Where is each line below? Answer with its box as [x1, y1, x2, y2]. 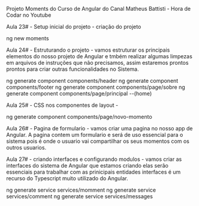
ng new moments [6, 35, 49, 41]
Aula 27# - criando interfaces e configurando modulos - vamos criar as [6, 156, 182, 163]
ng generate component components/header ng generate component [6, 77, 179, 84]
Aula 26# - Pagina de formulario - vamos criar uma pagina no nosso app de [6, 125, 193, 132]
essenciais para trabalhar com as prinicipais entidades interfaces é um [6, 168, 181, 175]
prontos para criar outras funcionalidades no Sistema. [6, 65, 139, 73]
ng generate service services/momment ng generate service [6, 186, 156, 193]
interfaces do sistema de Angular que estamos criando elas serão [6, 162, 169, 169]
